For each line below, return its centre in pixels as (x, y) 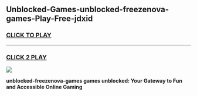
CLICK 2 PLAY (26, 57)
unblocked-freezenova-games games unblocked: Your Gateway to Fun (94, 80)
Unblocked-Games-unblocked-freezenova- (87, 10)
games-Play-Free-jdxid (50, 19)
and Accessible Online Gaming (44, 87)
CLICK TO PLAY (29, 35)
